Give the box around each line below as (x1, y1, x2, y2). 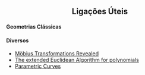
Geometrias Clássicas (6, 23, 62, 30)
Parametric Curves (14, 62, 61, 70)
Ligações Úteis (71, 7, 128, 17)
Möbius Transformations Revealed (14, 50, 99, 57)
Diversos (6, 37, 29, 44)
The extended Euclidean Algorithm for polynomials (14, 57, 140, 64)
